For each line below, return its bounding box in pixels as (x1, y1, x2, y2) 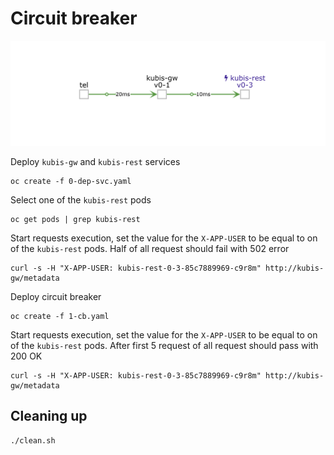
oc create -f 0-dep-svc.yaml (10, 176, 132, 186)
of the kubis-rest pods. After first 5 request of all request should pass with (10, 339, 319, 351)
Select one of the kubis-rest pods (10, 193, 152, 206)
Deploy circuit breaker (10, 290, 102, 302)
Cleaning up (10, 408, 88, 425)
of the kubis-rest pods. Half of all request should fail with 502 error (10, 242, 290, 254)
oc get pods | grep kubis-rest (10, 214, 141, 224)
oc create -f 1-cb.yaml (10, 311, 110, 321)
